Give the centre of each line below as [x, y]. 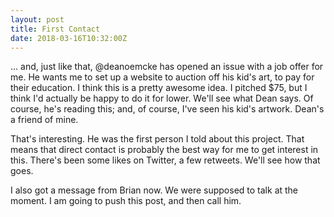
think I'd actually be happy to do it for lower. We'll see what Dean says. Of [162, 98]
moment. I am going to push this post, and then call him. [126, 201]
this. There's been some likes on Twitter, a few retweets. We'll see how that [165, 160]
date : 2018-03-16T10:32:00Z [69, 38]
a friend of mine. [44, 120]
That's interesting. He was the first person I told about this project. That [157, 139]
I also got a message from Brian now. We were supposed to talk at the [154, 190]
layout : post [37, 19]
